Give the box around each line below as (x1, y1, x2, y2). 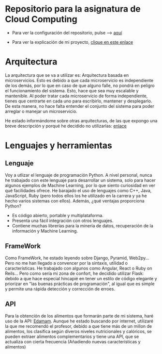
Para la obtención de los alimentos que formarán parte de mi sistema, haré (5, 313, 154, 319)
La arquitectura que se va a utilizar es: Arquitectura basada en (5, 72, 129, 78)
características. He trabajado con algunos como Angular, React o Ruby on (5, 265, 152, 271)
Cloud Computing (5, 14, 77, 25)
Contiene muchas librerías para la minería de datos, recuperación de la (12, 222, 153, 229)
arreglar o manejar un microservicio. (5, 108, 77, 114)
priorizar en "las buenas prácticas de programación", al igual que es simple (5, 281, 155, 287)
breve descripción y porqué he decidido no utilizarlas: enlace (5, 123, 127, 129)
